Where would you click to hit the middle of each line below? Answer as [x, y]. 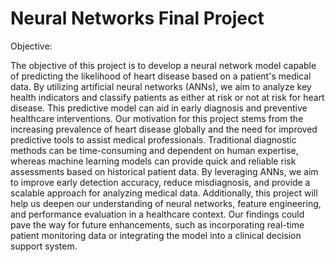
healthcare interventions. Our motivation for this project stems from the [157, 118]
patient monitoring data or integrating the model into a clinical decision [156, 235]
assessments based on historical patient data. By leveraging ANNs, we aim [164, 171]
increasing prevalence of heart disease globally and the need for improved [164, 129]
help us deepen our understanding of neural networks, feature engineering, [166, 203]
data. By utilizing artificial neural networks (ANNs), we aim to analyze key [161, 86]
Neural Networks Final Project [137, 18]
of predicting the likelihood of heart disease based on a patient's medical [161, 76]
